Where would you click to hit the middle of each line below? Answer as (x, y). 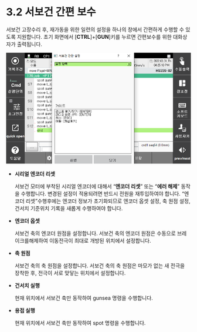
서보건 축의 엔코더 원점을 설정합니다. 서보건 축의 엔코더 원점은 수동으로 (95, 233)
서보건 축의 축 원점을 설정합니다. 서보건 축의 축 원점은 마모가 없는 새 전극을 (100, 266)
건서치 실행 (27, 285)
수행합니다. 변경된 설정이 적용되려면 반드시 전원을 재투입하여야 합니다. (101, 193)
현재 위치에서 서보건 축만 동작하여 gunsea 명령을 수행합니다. (84, 298)
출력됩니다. (30, 44)
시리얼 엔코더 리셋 (35, 173)
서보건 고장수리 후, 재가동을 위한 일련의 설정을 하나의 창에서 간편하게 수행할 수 (95, 29)
